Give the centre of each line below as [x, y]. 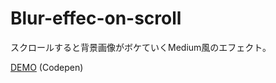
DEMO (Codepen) [47, 67]
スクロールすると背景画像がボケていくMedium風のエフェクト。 [141, 47]
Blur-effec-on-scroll [96, 18]
